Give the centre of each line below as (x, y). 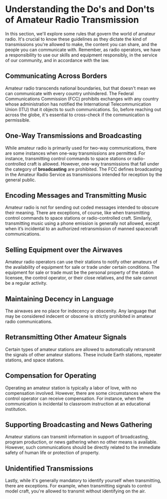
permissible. (18, 120)
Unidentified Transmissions (49, 468)
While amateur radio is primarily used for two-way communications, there (81, 148)
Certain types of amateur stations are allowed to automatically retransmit (80, 349)
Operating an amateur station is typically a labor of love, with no (71, 388)
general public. (20, 180)
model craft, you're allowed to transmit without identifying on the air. (75, 491)
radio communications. (29, 322)
